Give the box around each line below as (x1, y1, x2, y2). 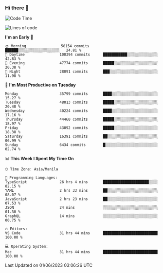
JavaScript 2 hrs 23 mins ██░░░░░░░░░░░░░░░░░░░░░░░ (5, 197, 158, 201)
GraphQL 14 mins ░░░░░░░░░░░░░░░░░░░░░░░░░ (5, 214, 158, 218)
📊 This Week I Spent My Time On (5, 156, 74, 162)
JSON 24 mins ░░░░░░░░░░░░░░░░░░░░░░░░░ (5, 205, 158, 210)
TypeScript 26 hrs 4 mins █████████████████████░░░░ (5, 180, 158, 184)
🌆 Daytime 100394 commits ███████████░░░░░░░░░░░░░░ (5, 52, 158, 57)
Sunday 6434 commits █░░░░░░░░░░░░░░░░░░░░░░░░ (5, 143, 158, 147)
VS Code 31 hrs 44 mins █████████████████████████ (5, 231, 158, 236)
